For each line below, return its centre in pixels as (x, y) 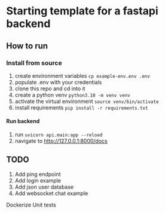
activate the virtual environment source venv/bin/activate (87, 101)
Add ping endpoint (38, 174)
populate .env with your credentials (58, 82)
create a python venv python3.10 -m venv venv (72, 95)
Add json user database (44, 187)
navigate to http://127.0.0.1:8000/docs (61, 141)
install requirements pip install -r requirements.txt (81, 107)
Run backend (23, 121)
